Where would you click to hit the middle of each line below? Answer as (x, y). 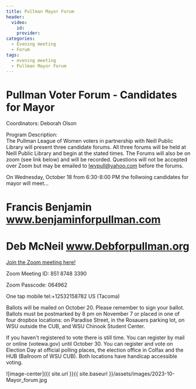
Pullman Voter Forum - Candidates (92, 95)
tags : (13, 55)
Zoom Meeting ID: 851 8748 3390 (47, 274)
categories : (20, 39)
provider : (29, 33)
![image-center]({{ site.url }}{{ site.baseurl (57, 374)
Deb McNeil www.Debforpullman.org (98, 246)
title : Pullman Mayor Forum (40, 11)
